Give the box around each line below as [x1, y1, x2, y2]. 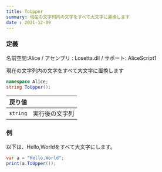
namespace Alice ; [6, 79, 49, 85]
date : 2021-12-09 [6, 19, 51, 25]
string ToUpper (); [6, 84, 51, 90]
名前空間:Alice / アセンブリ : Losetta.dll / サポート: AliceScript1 [6, 54, 157, 62]
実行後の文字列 [33, 110, 75, 118]
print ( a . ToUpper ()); [6, 160, 57, 166]
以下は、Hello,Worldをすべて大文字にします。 [6, 143, 116, 150]
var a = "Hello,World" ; [6, 155, 65, 161]
